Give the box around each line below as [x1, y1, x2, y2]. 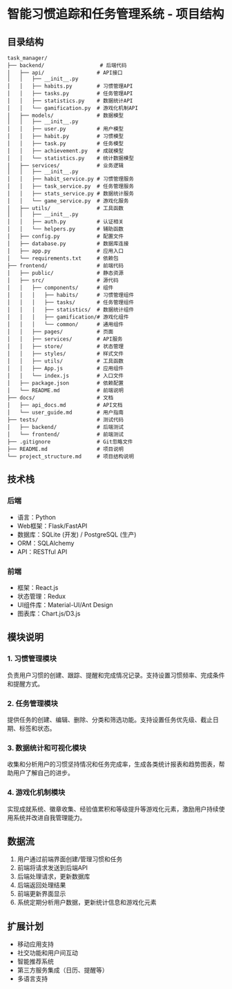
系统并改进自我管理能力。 [12, 813, 86, 822]
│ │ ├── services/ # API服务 [7, 336, 123, 343]
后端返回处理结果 [17, 881, 66, 890]
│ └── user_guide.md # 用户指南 [7, 409, 124, 416]
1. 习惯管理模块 [7, 654, 57, 664]
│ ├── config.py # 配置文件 [7, 233, 124, 240]
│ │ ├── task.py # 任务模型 [7, 140, 124, 147]
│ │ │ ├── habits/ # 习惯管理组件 [7, 291, 135, 298]
